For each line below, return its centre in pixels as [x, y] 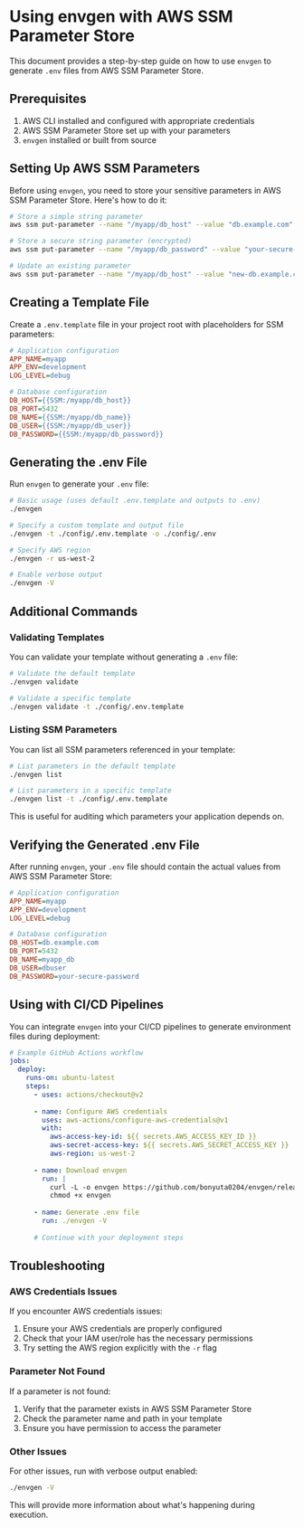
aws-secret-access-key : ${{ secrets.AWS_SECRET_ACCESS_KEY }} [169, 1145]
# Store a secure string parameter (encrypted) [101, 242]
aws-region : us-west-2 [92, 1154]
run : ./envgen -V [74, 1221]
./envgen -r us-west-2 [52, 558]
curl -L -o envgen [84, 1187]
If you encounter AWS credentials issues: [86, 1311]
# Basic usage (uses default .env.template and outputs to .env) [135, 501]
